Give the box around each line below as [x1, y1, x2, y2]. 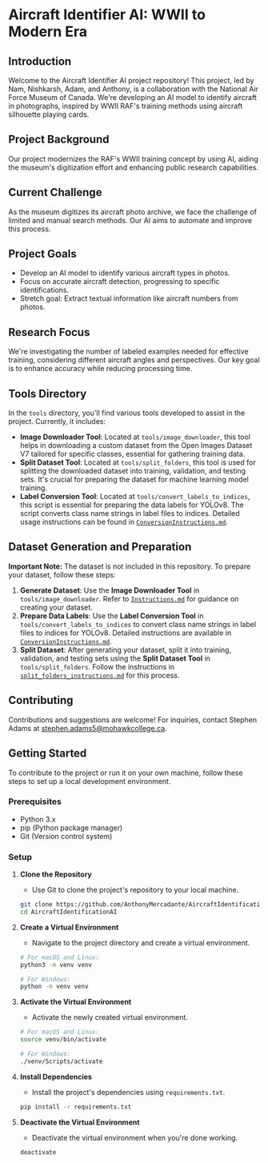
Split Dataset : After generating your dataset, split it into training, [19, 645, 232, 654]
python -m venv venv [19, 982, 89, 991]
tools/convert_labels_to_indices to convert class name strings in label [19, 619, 257, 629]
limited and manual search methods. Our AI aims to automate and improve [8, 215, 253, 225]
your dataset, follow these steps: [8, 570, 116, 579]
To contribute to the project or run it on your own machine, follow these [8, 768, 243, 777]
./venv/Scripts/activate [19, 1057, 103, 1065]
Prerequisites [8, 796, 62, 807]
